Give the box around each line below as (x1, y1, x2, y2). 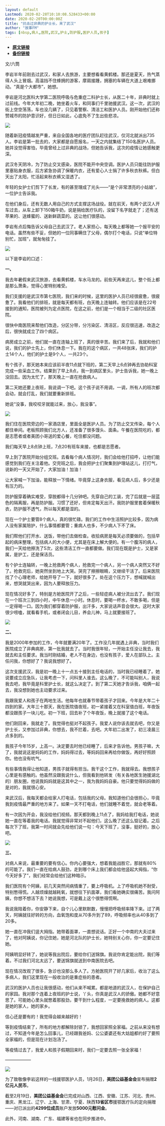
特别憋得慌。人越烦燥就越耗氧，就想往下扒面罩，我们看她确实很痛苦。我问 (5, 889, 156, 895)
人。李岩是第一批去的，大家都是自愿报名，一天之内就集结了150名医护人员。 (5, 139, 159, 144)
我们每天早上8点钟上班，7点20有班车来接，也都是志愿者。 (5, 444, 123, 449)
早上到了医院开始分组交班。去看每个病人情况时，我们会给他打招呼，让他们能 (5, 454, 160, 460)
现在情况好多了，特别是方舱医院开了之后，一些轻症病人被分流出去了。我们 (5, 591, 156, 597)
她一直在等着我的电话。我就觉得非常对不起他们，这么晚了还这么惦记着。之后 (5, 818, 160, 823)
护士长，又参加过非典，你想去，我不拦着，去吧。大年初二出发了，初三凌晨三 (5, 727, 160, 732)
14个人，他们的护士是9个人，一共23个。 (9, 351, 91, 357)
